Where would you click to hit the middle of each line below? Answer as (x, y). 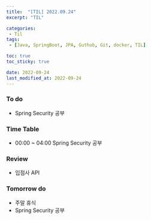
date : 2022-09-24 (28, 72)
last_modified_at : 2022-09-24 (44, 78)
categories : (21, 28)
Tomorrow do (26, 189)
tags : (13, 40)
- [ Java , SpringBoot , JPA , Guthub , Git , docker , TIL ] (77, 45)
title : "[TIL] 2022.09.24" (41, 12)
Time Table (23, 129)
